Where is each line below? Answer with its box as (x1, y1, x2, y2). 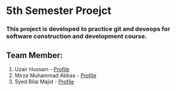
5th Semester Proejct (6, 4, 111, 17)
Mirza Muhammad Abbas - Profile (14, 72, 97, 79)
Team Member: (6, 50, 63, 60)
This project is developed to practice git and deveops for (6, 25, 171, 33)
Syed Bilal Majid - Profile (14, 78, 75, 85)
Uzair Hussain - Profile (14, 65, 70, 72)
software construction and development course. (6, 32, 147, 40)
